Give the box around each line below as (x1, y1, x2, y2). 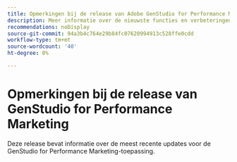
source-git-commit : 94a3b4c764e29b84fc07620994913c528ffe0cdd (7, 30, 194, 37)
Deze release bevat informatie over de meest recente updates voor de (7, 139, 212, 148)
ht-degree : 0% (7, 50, 49, 57)
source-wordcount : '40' (7, 43, 78, 50)
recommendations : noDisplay (7, 23, 90, 30)
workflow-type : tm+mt (7, 37, 71, 44)
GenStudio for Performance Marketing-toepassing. (7, 147, 155, 155)
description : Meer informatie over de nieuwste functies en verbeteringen (7, 17, 232, 24)
